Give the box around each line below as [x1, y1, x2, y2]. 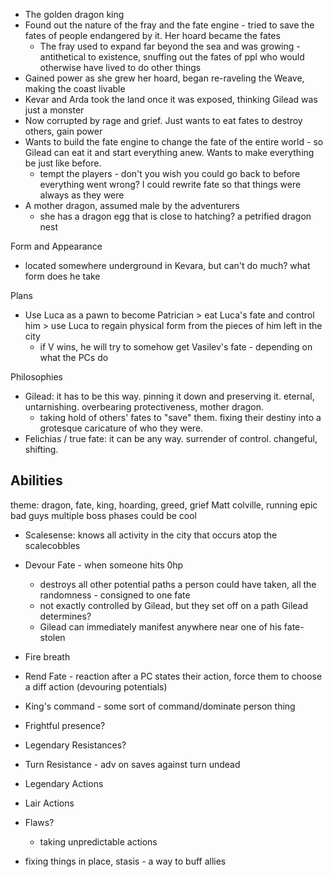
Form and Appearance [10, 240, 103, 252]
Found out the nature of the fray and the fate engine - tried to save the [24, 19, 315, 31]
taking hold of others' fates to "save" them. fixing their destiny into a [39, 412, 322, 423]
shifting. [24, 444, 59, 455]
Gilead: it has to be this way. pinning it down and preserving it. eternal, [24, 390, 315, 402]
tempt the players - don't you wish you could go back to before [39, 168, 301, 179]
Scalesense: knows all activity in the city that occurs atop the [24, 529, 278, 541]
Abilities [10, 472, 63, 489]
